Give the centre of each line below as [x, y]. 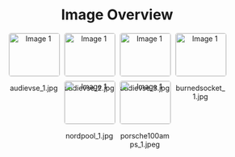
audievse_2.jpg [89, 88]
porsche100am [145, 135]
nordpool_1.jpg [89, 135]
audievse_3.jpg [145, 88]
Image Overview [117, 15]
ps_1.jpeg [145, 144]
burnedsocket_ [200, 88]
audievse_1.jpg [34, 88]
